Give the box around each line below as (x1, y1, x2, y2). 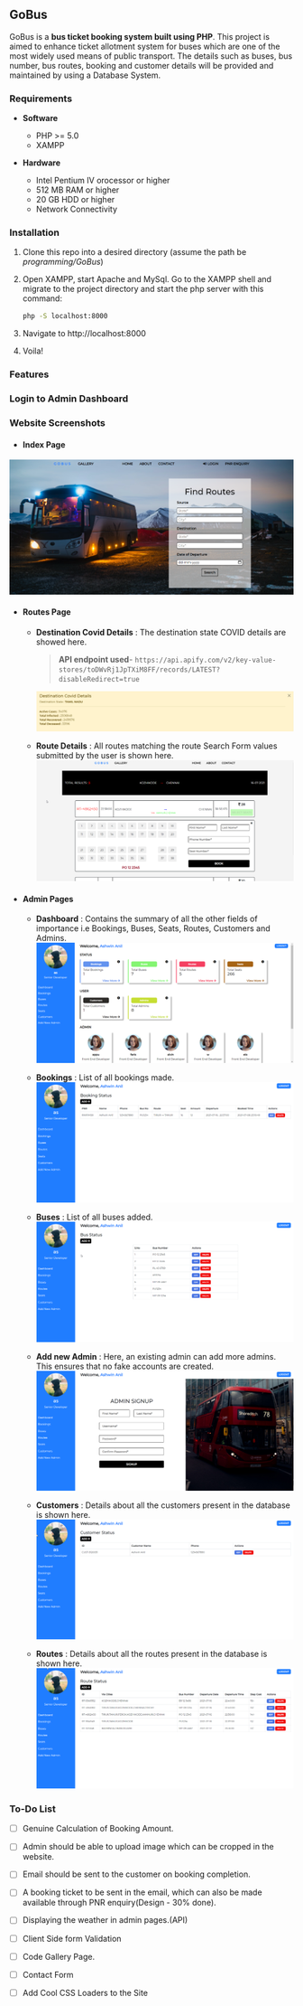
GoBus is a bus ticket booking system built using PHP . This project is (9, 31, 271, 42)
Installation (9, 226, 60, 239)
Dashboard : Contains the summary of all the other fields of (35, 913, 259, 925)
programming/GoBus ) (22, 257, 104, 268)
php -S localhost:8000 (22, 312, 108, 321)
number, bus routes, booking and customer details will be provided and (9, 60, 274, 71)
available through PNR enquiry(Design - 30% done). (22, 1898, 216, 1908)
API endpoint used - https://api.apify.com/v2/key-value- (58, 654, 277, 664)
